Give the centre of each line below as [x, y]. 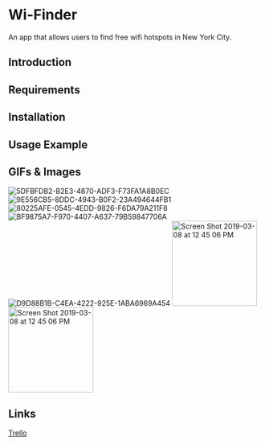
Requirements [44, 90]
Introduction [40, 62]
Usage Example [48, 144]
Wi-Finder [43, 15]
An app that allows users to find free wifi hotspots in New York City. [120, 37]
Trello [18, 433]
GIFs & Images [45, 172]
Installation [37, 117]
